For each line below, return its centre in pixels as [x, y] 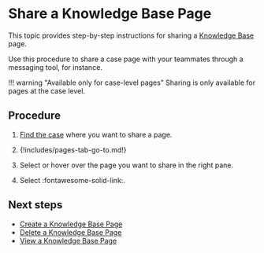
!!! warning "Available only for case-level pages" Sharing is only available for [132, 82]
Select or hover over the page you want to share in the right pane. [126, 165]
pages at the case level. [46, 90]
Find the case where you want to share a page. [96, 134]
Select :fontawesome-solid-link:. [73, 180]
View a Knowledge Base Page [68, 240]
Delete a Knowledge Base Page [71, 232]
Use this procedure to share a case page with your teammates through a [126, 59]
